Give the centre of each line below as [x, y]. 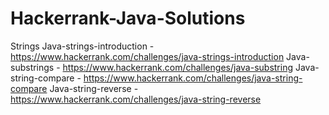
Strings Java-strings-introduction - [82, 46]
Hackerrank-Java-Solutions [128, 18]
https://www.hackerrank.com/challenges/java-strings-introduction [147, 56]
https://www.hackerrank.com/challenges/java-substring [178, 67]
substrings [32, 67]
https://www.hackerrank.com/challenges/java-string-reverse [136, 99]
